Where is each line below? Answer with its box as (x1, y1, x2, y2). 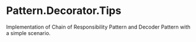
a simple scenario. (6, 29, 51, 36)
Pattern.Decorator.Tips (6, 4, 122, 17)
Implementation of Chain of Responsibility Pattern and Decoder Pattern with (6, 23, 191, 30)
